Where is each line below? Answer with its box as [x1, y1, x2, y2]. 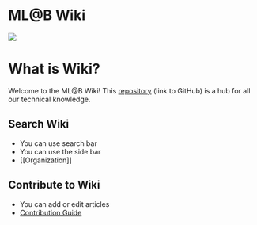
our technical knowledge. [8, 94, 91, 104]
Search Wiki [8, 117, 70, 131]
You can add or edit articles [19, 199, 110, 208]
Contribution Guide [19, 208, 82, 217]
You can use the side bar [19, 147, 101, 156]
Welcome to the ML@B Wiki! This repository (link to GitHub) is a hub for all [8, 86, 251, 95]
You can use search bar [19, 138, 97, 148]
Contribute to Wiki [8, 178, 100, 192]
